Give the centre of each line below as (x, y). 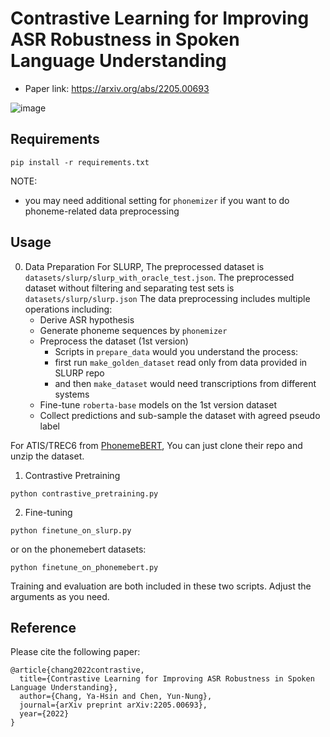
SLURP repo (79, 373)
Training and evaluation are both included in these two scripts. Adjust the (161, 586)
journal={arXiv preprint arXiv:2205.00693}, (113, 705)
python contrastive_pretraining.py (84, 493)
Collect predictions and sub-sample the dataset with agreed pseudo (180, 415)
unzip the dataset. (47, 456)
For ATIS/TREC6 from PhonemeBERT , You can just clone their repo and (156, 445)
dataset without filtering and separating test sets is (129, 288)
